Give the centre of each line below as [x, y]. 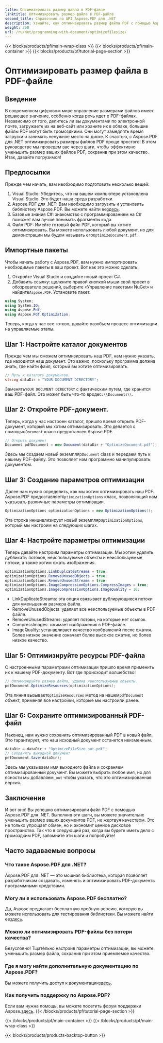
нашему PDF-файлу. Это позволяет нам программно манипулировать [78, 460]
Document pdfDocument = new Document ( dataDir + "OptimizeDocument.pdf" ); [81, 445]
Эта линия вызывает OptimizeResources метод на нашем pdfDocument [74, 695]
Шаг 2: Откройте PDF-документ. [57, 410]
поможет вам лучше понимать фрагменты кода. [62, 219]
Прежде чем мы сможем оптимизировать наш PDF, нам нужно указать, [80, 356]
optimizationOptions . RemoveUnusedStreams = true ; [56, 581]
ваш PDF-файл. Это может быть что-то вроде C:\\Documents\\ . [69, 394]
